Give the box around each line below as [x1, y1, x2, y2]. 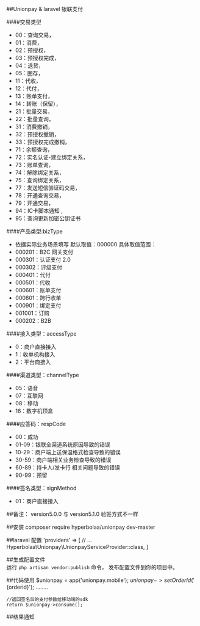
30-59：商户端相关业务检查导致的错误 [15, 456, 112, 463]
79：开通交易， [15, 199, 54, 207]
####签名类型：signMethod [6, 485, 77, 492]
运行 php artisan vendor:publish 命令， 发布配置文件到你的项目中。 [6, 564, 178, 570]
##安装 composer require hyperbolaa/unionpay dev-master [6, 523, 155, 531]
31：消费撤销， [15, 123, 54, 130]
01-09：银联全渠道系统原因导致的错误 [15, 441, 111, 448]
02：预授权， [15, 46, 49, 54]
